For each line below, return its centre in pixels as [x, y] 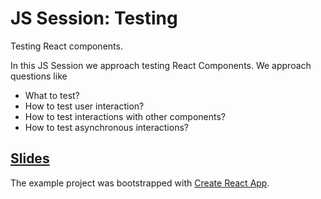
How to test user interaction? [84, 106]
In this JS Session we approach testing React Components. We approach [161, 65]
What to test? [52, 95]
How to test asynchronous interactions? [106, 127]
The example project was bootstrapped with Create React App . [140, 183]
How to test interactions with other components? [125, 116]
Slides [30, 158]
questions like [39, 76]
